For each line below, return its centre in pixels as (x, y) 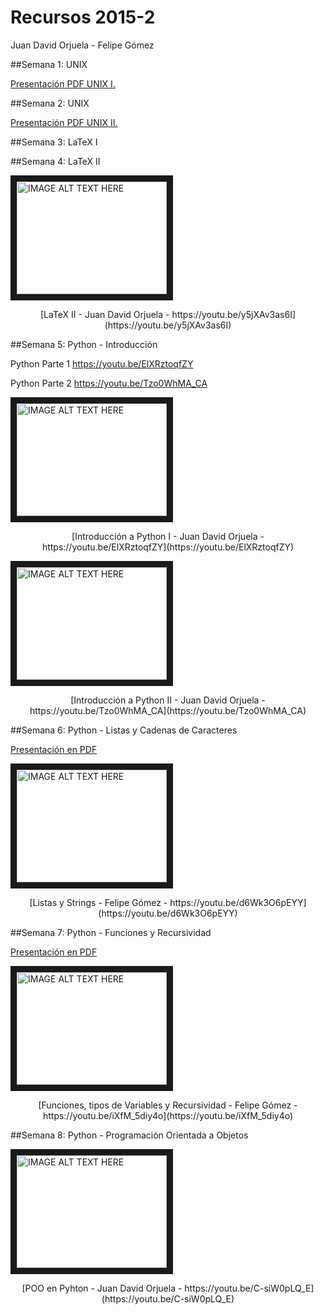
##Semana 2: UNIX (50, 103)
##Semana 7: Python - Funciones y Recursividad (111, 932)
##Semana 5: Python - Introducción (84, 344)
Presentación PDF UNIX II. (64, 122)
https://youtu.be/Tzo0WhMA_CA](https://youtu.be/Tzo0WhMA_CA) (168, 710)
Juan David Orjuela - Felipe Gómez (82, 45)
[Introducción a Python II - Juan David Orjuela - (168, 700)
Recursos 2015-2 (83, 17)
